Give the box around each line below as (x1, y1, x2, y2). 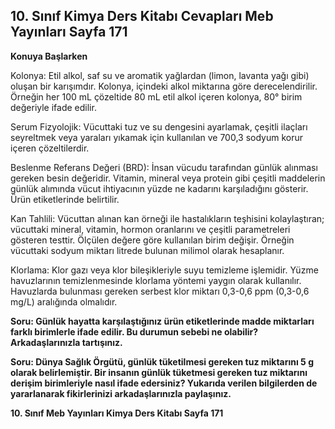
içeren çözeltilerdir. (10, 142, 90, 154)
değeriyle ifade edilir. (10, 101, 97, 113)
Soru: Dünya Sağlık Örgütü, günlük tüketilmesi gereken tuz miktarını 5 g (10, 355, 314, 368)
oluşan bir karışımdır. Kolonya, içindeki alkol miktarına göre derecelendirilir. (10, 80, 318, 92)
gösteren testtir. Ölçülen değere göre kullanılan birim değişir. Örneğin (10, 234, 295, 246)
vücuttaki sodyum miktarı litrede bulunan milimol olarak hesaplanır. (10, 244, 285, 256)
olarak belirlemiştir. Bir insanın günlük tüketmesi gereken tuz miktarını (10, 366, 308, 378)
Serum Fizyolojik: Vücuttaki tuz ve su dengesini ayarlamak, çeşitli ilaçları (10, 120, 308, 133)
